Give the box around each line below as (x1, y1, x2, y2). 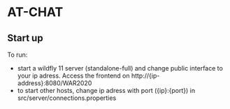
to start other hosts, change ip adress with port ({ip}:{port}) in (17, 87, 196, 94)
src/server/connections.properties (17, 94, 117, 102)
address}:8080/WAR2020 (17, 79, 92, 87)
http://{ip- (131, 71, 160, 80)
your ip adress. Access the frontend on (17, 71, 130, 80)
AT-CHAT (7, 4, 64, 20)
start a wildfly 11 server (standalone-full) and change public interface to (17, 64, 224, 72)
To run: (7, 50, 28, 59)
